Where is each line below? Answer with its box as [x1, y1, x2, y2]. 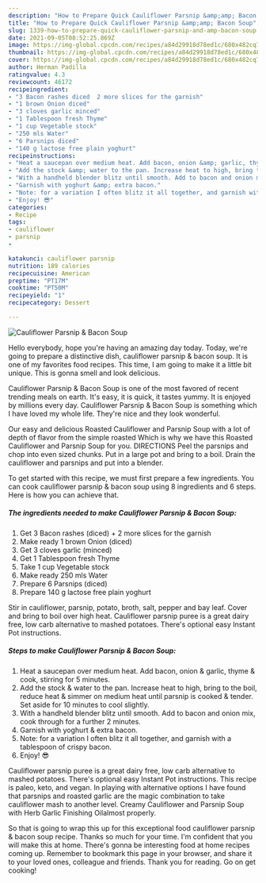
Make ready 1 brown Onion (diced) [19, 536, 133, 546]
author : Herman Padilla [8, 63, 87, 71]
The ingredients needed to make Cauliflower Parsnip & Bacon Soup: [8, 509, 237, 518]
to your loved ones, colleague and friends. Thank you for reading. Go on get [8, 857, 256, 866]
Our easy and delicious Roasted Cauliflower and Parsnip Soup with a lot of [8, 424, 251, 433]
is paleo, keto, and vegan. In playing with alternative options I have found [8, 782, 246, 792]
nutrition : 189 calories [8, 262, 90, 270]
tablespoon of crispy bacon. [19, 742, 112, 751]
